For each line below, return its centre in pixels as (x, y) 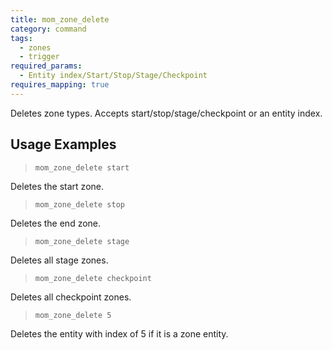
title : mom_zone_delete (60, 19)
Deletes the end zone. (56, 223)
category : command (48, 29)
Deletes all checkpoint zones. (71, 297)
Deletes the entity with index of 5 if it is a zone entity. (119, 333)
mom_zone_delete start (82, 167)
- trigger (39, 57)
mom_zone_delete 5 (73, 315)
